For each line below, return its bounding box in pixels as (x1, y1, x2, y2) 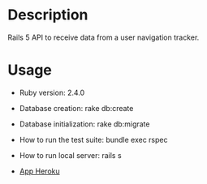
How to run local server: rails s (19, 150, 123, 160)
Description (7, 6, 88, 24)
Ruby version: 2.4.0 (19, 88, 85, 97)
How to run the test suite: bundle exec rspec (19, 135, 168, 144)
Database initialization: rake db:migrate (19, 119, 150, 129)
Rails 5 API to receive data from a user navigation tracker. (7, 32, 200, 42)
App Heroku (19, 166, 60, 176)
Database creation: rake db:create (19, 103, 134, 113)
